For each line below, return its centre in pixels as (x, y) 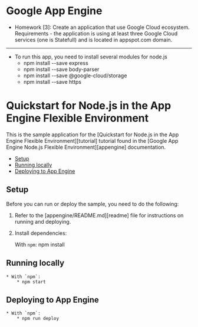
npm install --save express (56, 63)
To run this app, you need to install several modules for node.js (91, 57)
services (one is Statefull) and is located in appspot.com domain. (93, 40)
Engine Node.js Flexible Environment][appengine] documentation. (86, 147)
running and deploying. (43, 221)
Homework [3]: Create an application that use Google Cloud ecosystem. (102, 27)
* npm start (31, 282)
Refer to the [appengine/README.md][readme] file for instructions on (99, 215)
